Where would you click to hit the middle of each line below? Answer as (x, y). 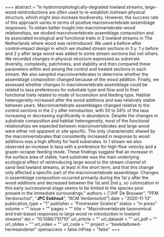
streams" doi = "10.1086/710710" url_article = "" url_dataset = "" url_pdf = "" (81, 219)
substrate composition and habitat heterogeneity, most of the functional (77, 121)
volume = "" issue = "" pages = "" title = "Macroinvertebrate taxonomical (78, 209)
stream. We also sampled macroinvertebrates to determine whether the (77, 74)
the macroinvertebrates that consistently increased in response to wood (77, 136)
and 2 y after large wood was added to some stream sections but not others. (82, 54)
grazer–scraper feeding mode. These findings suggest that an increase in (79, 152)
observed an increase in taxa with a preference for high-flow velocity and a (81, 146)
